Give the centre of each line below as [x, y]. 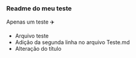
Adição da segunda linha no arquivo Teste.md [72, 42]
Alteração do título [38, 49]
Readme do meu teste [39, 8]
